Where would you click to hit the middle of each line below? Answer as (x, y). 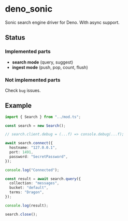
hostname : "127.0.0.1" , (33, 148)
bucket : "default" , (29, 188)
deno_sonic (29, 9)
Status (15, 38)
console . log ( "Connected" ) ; (32, 170)
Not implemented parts (33, 80)
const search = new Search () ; (36, 126)
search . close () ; (21, 214)
